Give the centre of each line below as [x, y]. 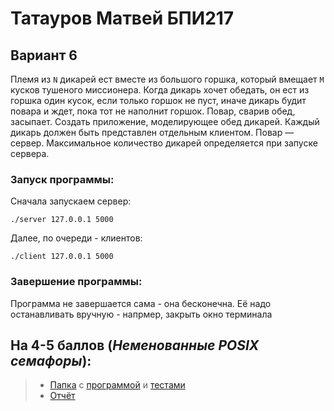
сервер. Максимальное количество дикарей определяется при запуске [164, 143]
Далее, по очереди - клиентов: [76, 238]
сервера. [30, 153]
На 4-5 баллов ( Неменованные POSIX [135, 345]
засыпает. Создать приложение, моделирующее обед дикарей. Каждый [165, 121]
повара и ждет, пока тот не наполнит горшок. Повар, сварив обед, [153, 111]
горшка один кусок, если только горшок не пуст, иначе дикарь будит [158, 100]
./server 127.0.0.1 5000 [62, 220]
